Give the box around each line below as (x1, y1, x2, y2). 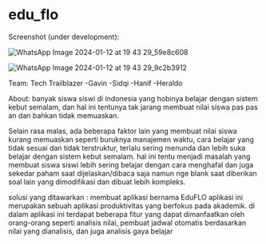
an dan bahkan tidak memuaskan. (8, 110, 120, 120)
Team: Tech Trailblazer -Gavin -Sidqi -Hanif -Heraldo (8, 78, 183, 88)
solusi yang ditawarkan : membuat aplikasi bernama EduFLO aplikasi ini (8, 192, 244, 202)
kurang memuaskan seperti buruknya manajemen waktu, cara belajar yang (8, 134, 254, 144)
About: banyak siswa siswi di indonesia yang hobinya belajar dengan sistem (8, 93, 258, 103)
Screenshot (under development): (8, 32, 120, 41)
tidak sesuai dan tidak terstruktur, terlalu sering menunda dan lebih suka (8, 143, 246, 152)
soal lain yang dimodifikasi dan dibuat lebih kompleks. (8, 177, 186, 187)
